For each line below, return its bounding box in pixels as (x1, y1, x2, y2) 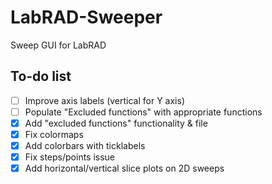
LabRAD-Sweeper (10, 6, 163, 29)
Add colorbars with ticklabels (24, 140, 146, 151)
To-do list (10, 68, 72, 85)
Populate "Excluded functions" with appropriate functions (24, 106, 263, 118)
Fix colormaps (24, 128, 84, 140)
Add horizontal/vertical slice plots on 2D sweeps (24, 162, 225, 175)
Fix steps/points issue (24, 151, 116, 163)
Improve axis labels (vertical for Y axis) (24, 94, 186, 106)
